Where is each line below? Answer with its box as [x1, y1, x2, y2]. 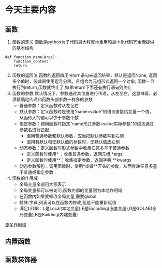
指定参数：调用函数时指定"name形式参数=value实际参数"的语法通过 [19, 121, 154, 126]
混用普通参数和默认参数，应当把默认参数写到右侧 [26, 133, 124, 139]
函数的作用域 [12, 175, 38, 181]
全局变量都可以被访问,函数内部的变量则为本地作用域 [19, 188, 122, 193]
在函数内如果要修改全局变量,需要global [19, 193, 97, 199]
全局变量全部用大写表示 [19, 181, 66, 187]
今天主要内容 [5, 4, 57, 16]
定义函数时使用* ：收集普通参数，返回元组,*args [26, 151, 123, 157]
